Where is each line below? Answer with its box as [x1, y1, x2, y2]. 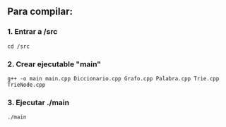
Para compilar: [7, 6, 73, 18]
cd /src [7, 42, 30, 50]
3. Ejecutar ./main [7, 97, 69, 107]
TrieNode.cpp [7, 81, 46, 88]
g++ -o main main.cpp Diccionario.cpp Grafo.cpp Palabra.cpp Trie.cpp [7, 75, 220, 82]
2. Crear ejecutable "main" [7, 59, 101, 69]
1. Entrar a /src [7, 27, 58, 37]
